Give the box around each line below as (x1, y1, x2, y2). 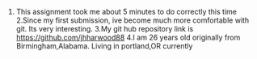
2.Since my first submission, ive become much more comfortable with (15, 15, 250, 25)
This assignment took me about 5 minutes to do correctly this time (15, 7, 237, 16)
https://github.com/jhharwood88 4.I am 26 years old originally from (15, 32, 241, 42)
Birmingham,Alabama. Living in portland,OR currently (15, 41, 193, 51)
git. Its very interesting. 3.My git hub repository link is (15, 24, 194, 33)
